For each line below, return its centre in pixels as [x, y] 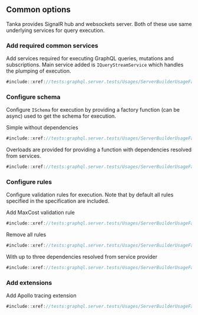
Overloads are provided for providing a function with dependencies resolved [99, 150]
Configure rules [29, 181]
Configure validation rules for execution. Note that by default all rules [90, 195]
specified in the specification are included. [58, 201]
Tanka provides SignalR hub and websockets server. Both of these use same [99, 24]
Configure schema [33, 97]
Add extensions [29, 282]
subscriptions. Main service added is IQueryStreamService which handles [95, 65]
